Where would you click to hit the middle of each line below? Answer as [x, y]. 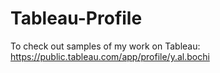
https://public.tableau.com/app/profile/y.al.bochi [110, 56]
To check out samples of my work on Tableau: [105, 46]
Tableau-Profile [76, 18]
